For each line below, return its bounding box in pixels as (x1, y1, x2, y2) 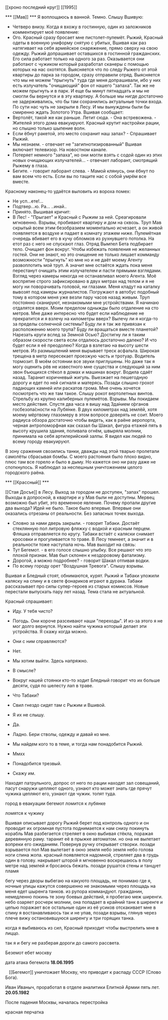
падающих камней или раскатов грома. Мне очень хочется (12, 385, 140, 391)
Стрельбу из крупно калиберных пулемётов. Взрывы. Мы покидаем (12, 396, 159, 402)
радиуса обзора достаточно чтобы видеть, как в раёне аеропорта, (12, 417, 156, 423)
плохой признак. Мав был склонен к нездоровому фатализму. (12, 552, 146, 558)
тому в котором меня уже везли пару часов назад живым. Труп (12, 294, 150, 300)
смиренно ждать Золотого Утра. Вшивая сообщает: (12, 109, 124, 115)
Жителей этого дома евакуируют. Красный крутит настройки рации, (12, 120, 160, 126)
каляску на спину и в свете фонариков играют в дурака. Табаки (5, 578, 143, 584)
